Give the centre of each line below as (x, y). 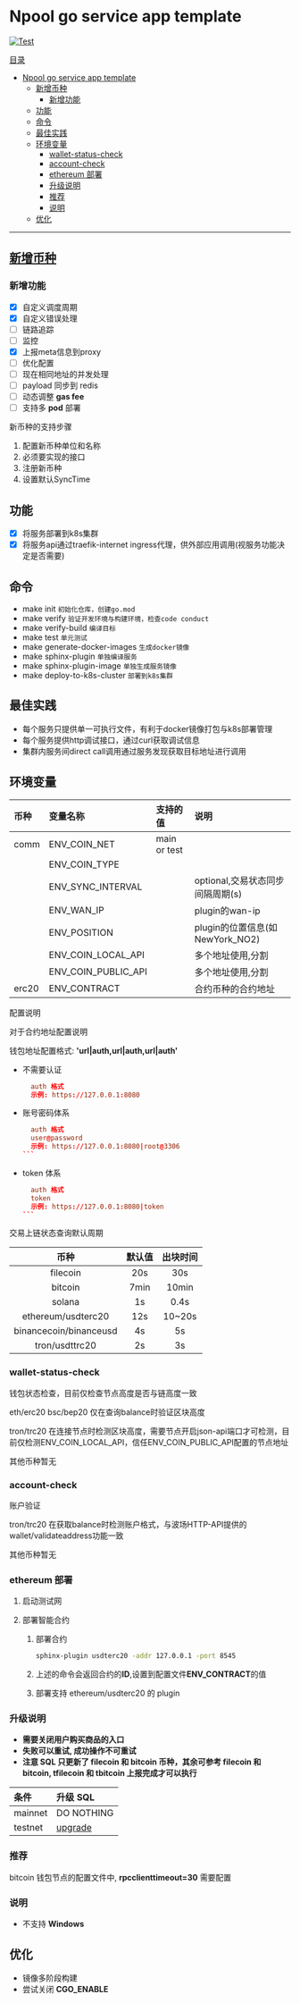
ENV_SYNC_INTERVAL (96, 887)
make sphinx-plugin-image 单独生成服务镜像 (99, 666)
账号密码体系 (46, 1113)
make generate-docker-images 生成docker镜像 (106, 647)
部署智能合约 (46, 1620)
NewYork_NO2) (227, 938)
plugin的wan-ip (227, 911)
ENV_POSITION (81, 932)
